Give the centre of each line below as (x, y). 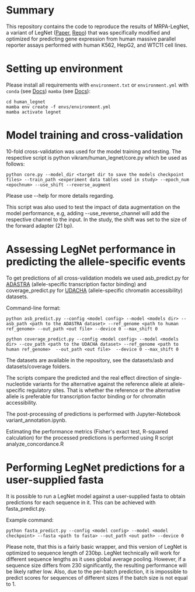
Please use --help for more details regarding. (60, 195)
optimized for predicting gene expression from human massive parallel (91, 39)
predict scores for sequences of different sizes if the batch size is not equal (97, 577)
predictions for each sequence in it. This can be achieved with (81, 502)
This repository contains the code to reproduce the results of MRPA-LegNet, (98, 26)
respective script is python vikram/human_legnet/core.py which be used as (97, 157)
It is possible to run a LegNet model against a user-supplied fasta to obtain (96, 496)
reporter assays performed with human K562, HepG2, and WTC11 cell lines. (97, 45)
